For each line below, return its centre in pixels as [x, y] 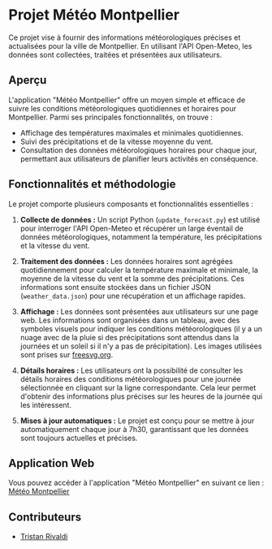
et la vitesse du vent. [55, 245]
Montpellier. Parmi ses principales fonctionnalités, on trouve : [111, 117]
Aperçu [28, 80]
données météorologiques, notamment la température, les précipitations [141, 236]
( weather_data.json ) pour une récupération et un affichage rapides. [133, 296]
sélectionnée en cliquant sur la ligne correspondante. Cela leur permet [138, 387]
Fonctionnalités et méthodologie [92, 184]
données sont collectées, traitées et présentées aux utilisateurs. [115, 54]
